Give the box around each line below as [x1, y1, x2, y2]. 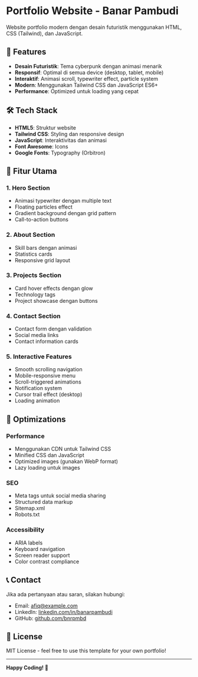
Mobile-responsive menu [14, 372, 76, 379]
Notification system [14, 385, 62, 392]
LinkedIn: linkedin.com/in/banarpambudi [14, 608, 113, 615]
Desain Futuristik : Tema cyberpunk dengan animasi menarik [14, 62, 162, 70]
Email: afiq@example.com [14, 602, 78, 609]
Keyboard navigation [14, 545, 65, 552]
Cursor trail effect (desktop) [14, 391, 82, 398]
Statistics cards [14, 250, 52, 257]
